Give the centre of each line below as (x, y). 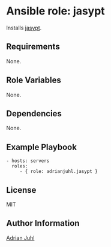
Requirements (33, 47)
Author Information (43, 223)
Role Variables (34, 80)
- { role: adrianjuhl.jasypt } (58, 172)
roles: (20, 166)
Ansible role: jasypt (55, 11)
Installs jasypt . (24, 28)
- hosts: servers (28, 161)
